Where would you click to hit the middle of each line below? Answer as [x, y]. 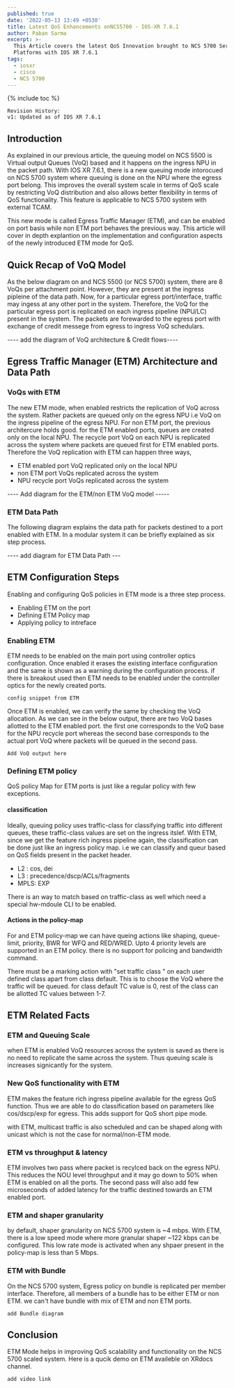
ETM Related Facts [49, 1016]
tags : [15, 59]
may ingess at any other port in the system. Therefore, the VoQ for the [108, 304]
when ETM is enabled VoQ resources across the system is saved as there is [116, 1050]
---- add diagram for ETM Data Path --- [64, 555]
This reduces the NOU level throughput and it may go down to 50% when [112, 1175]
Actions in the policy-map [45, 920]
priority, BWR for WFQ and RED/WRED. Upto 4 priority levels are [114, 943]
